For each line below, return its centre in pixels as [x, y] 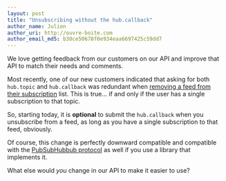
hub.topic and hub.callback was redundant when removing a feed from [109, 87]
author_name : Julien [37, 26]
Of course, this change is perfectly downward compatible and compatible [112, 142]
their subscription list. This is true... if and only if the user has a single [106, 94]
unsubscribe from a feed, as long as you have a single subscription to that [113, 122]
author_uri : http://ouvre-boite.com [60, 33]
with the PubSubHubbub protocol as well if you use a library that [99, 150]
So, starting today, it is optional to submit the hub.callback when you [105, 115]
